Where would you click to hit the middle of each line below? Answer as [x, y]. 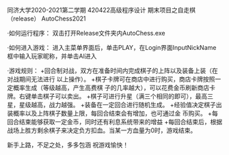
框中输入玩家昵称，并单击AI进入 [52, 56]
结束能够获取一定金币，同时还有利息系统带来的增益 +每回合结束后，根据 [121, 122]
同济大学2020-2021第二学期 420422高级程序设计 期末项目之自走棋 [102, 10]
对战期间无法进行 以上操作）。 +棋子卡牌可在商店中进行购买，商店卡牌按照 [111, 79]
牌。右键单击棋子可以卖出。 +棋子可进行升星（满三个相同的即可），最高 [107, 96]
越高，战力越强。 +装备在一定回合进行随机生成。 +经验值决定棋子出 [126, 105]
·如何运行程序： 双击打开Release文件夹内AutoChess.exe [86, 33]
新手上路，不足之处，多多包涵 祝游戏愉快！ [68, 145]
